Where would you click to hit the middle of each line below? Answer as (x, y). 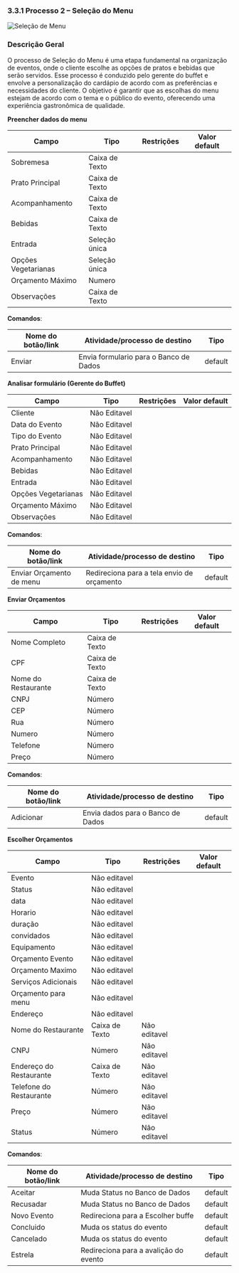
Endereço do (32, 1066)
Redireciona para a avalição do (132, 1250)
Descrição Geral (36, 45)
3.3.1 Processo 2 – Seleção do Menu (70, 11)
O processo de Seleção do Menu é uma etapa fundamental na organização (117, 60)
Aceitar (23, 1192)
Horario (24, 912)
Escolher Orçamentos (40, 839)
